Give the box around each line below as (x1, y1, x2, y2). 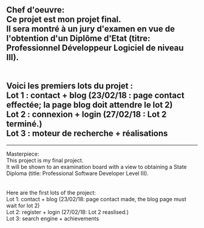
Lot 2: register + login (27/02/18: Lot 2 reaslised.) (6, 208, 129, 215)
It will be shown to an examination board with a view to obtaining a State (6, 163, 187, 170)
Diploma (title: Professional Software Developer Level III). (6, 170, 149, 177)
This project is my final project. (6, 156, 84, 164)
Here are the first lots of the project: (6, 188, 96, 196)
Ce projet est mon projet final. (6, 15, 121, 25)
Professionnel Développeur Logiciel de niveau (6, 43, 184, 54)
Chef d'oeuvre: (6, 5, 65, 15)
